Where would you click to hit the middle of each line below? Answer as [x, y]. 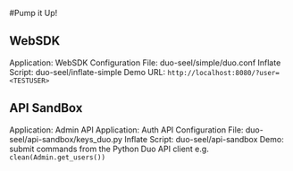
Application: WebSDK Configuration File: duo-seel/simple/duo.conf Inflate [145, 63]
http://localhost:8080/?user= [223, 73]
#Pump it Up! [33, 13]
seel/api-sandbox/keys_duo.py [66, 139]
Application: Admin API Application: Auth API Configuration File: [126, 130]
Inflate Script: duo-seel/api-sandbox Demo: [204, 139]
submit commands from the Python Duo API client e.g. [109, 149]
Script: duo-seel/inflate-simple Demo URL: [88, 72]
